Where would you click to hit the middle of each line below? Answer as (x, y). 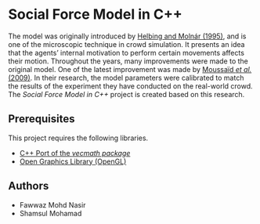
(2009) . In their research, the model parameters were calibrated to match (126, 78)
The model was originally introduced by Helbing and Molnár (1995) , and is (127, 36)
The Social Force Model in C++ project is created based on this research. (126, 94)
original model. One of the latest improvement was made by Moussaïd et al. (130, 69)
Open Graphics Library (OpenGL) (73, 161)
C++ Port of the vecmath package (75, 153)
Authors (29, 186)
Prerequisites (42, 119)
